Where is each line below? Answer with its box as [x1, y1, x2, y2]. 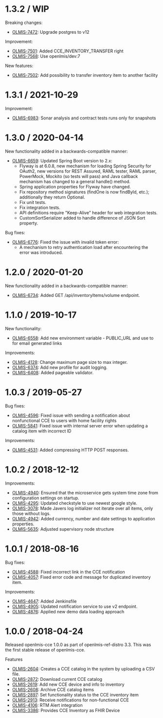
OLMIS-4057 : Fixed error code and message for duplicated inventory [12, 574, 151, 580]
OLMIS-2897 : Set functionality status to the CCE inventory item [12, 692, 139, 698]
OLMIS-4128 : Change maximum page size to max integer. [12, 359, 128, 365]
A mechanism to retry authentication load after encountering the [19, 244, 148, 250]
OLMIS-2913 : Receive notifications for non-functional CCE [12, 697, 129, 703]
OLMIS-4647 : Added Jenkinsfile [12, 598, 77, 604]
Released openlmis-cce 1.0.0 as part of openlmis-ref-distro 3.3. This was [5, 642, 151, 648]
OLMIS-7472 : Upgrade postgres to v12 [12, 29, 90, 35]
